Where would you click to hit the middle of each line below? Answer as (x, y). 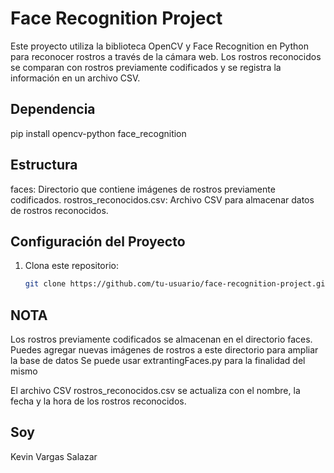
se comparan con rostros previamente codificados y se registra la (146, 67)
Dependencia (53, 109)
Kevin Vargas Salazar (54, 456)
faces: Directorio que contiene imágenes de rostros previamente (143, 189)
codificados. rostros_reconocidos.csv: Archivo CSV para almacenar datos (162, 199)
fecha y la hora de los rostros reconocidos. (98, 401)
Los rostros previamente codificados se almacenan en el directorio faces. (161, 339)
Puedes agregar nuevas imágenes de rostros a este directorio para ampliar (164, 350)
